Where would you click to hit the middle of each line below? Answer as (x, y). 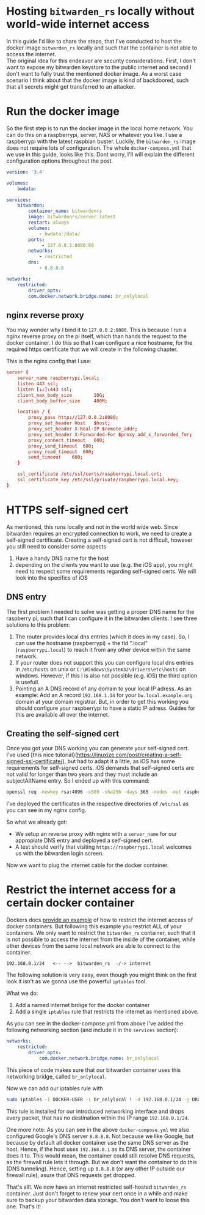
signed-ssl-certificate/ (34, 761)
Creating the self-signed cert (63, 733)
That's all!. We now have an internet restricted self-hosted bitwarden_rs (96, 1187)
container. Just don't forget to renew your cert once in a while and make (97, 1193)
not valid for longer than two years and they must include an (82, 774)
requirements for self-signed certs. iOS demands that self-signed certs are (100, 768)
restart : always (49, 223)
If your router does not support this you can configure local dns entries (104, 662)
